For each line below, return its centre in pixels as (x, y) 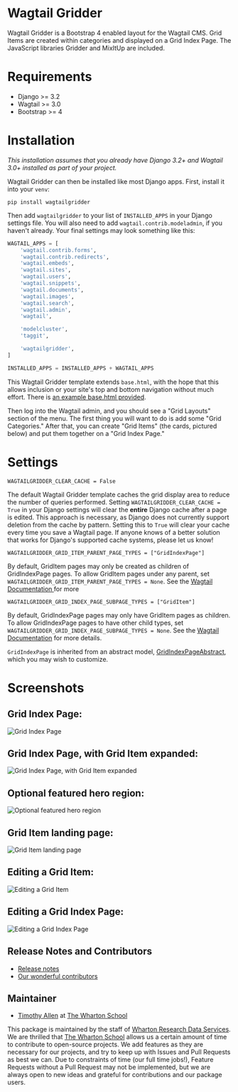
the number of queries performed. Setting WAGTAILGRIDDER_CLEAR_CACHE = (114, 502)
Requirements (50, 77)
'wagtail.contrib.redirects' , (65, 257)
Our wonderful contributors (58, 976)
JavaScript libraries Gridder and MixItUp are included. (86, 48)
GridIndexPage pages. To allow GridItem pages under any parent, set (108, 573)
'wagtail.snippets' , (50, 284)
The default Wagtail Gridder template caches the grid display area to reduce (119, 494)
